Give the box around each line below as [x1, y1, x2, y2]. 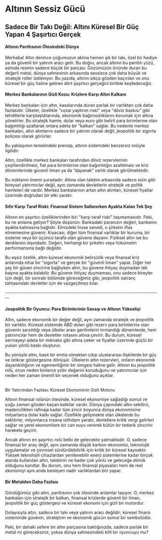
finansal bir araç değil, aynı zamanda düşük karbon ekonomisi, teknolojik [5, 442, 150, 448]
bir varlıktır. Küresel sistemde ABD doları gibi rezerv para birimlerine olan [5, 322, 150, 328]
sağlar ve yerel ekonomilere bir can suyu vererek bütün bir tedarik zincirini [5, 422, 153, 428]
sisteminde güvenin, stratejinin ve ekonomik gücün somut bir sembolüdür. [5, 514, 152, 520]
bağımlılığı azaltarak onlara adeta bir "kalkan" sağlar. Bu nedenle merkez [5, 123, 149, 129]
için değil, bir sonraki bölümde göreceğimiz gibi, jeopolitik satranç [5, 275, 136, 281]
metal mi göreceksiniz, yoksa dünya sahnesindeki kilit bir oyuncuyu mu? [5, 529, 149, 535]
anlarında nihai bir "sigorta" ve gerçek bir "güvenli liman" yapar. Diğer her [5, 260, 151, 265]
